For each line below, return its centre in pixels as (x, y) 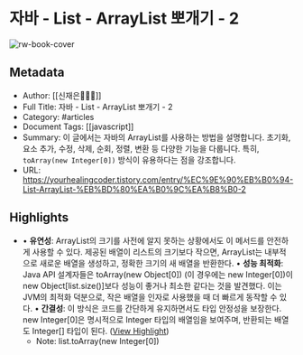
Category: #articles (58, 117)
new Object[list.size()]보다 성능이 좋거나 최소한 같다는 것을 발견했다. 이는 (152, 285)
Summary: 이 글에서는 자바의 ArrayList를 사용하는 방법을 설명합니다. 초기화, (156, 137)
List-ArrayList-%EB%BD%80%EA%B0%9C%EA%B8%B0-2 (134, 189)
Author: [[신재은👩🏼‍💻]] (62, 95)
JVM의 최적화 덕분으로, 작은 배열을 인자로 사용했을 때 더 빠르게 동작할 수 (150, 297)
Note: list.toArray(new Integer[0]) (97, 341)
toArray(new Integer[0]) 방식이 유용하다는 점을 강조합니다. (129, 160)
